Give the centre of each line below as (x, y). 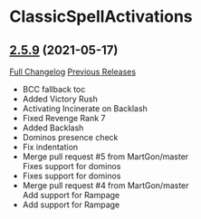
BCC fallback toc (54, 89)
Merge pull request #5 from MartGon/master (105, 157)
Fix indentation (50, 147)
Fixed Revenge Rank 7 (64, 118)
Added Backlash (53, 128)
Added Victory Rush (60, 99)
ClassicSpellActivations (101, 17)
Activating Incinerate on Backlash (85, 109)
